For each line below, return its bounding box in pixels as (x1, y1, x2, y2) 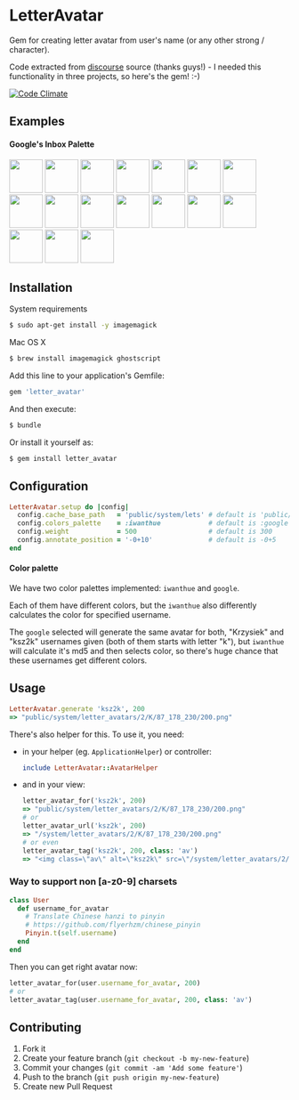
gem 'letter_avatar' (9, 388, 86, 397)
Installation (9, 279, 73, 295)
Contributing (9, 1020, 82, 1035)
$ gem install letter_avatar (9, 454, 117, 463)
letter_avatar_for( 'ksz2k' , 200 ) (21, 797, 147, 805)
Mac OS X (9, 337, 46, 348)
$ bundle (9, 420, 42, 430)
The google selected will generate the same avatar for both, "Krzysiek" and (9, 627, 285, 637)
